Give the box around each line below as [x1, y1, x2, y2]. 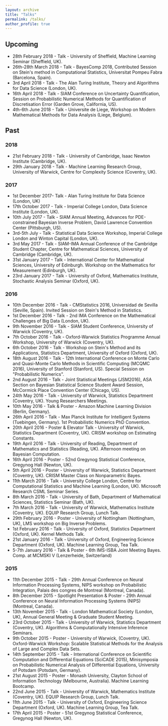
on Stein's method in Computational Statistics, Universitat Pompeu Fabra [12, 69, 162, 75]
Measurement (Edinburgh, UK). [12, 267, 77, 273]
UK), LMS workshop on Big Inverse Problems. [12, 520, 106, 527]
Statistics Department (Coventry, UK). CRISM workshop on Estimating [12, 430, 156, 436]
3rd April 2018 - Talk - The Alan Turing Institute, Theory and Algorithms [12, 80, 159, 86]
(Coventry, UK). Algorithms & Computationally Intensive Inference [12, 624, 148, 630]
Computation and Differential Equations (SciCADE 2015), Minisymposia [12, 656, 158, 662]
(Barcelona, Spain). [12, 75, 52, 81]
